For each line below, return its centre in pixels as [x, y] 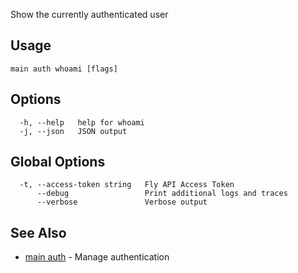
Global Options [58, 162]
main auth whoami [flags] [64, 69]
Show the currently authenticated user [89, 14]
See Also [38, 232]
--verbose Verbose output [122, 202]
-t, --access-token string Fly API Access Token [127, 185]
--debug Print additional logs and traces [162, 194]
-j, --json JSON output [73, 131]
